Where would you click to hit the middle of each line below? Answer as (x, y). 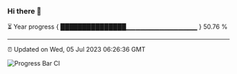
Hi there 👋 (25, 11)
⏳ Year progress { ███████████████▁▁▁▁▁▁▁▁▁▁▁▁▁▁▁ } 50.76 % (117, 27)
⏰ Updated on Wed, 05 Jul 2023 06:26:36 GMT (77, 50)
